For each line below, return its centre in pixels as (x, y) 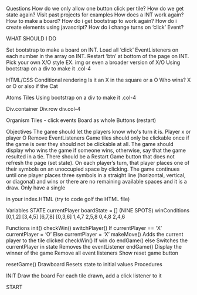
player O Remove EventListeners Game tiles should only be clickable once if (98, 138)
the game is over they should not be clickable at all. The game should (90, 144)
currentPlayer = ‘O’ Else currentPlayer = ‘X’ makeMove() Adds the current (95, 234)
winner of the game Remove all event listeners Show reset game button (92, 253)
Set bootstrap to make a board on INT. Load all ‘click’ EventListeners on (92, 50)
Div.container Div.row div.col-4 (43, 109)
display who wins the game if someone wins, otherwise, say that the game (96, 150)
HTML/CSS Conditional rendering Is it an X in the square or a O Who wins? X (98, 80)
